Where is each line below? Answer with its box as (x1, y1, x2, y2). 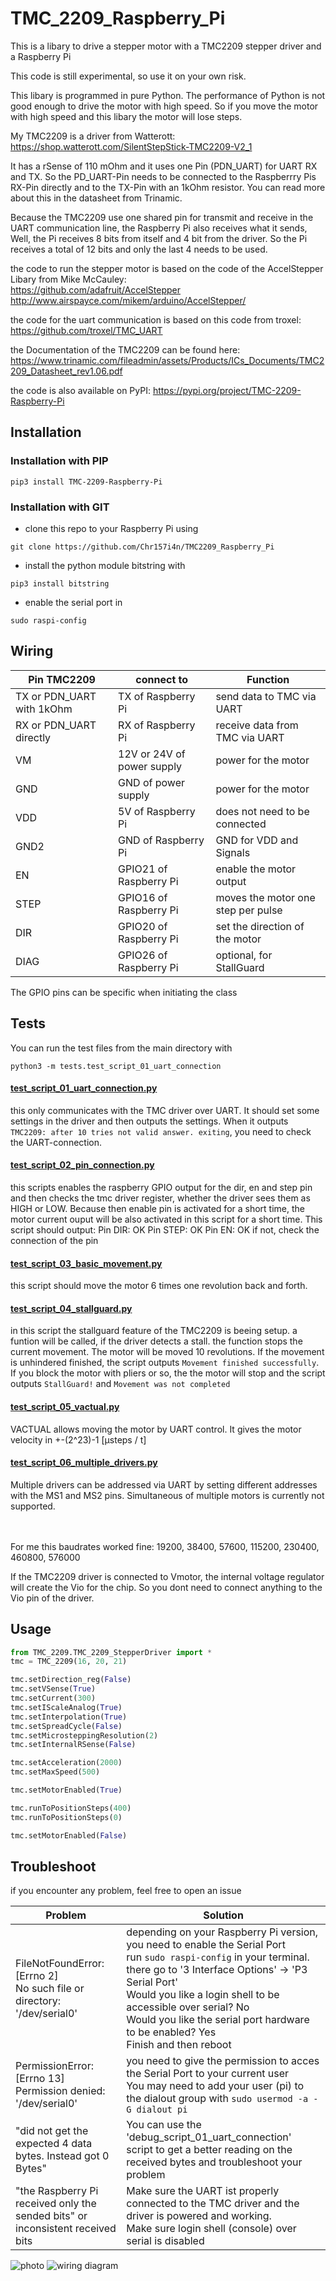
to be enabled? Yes (126, 2025, 217, 2039)
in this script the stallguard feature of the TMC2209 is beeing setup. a (10, 1325, 298, 1337)
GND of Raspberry (118, 833, 205, 847)
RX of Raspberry (118, 718, 196, 732)
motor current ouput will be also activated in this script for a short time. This (10, 1213, 323, 1225)
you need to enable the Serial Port (126, 1938, 286, 1952)
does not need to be (215, 804, 310, 818)
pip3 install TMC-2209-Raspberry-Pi (10, 477, 163, 487)
